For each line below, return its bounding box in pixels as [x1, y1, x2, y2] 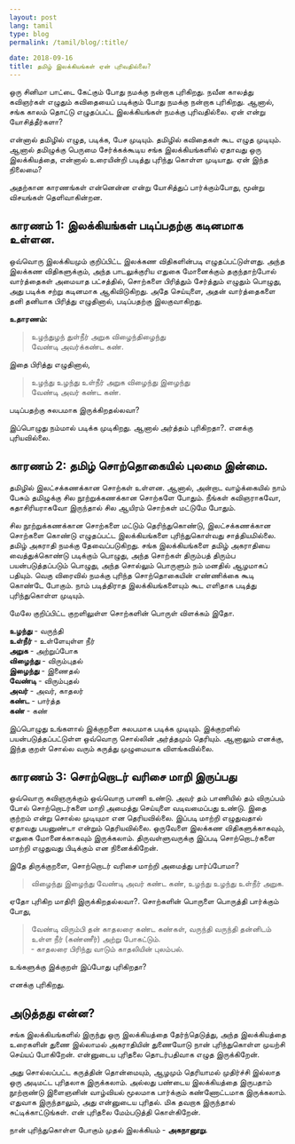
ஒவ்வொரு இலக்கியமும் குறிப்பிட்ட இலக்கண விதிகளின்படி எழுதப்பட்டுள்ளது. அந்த [9, 255, 285, 266]
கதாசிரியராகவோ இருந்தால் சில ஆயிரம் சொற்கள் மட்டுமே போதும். [9, 502, 237, 512]
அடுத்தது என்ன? [9, 1005, 96, 1021]
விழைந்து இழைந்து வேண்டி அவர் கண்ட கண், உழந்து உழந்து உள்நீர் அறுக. [30, 878, 284, 889]
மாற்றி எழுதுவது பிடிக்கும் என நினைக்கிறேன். [9, 843, 159, 854]
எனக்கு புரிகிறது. [9, 979, 65, 990]
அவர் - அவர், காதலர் [9, 685, 84, 695]
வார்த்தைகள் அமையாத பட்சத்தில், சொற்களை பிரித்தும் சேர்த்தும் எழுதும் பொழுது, [9, 275, 282, 286]
